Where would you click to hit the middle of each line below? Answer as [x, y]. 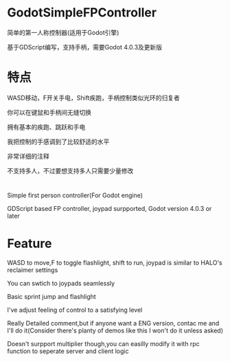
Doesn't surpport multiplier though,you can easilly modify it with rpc [104, 344]
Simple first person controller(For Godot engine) [75, 195]
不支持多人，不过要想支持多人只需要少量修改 [70, 170]
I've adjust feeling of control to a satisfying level [75, 310]
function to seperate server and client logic [68, 351]
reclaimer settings [33, 270]
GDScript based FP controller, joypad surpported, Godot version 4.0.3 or [110, 209]
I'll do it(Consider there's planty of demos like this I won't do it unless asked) [115, 330]
